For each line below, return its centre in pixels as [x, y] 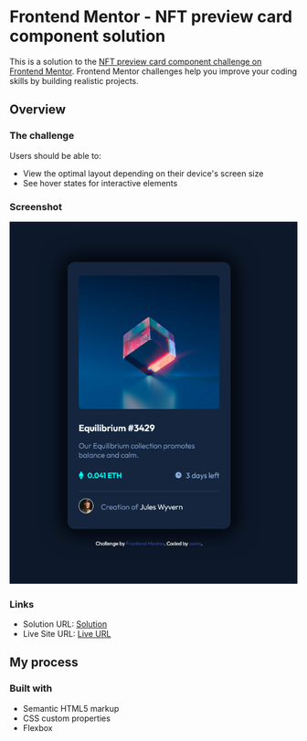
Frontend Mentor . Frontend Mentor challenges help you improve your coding [153, 71]
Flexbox [37, 727]
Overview [38, 110]
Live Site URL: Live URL [67, 634]
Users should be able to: [56, 155]
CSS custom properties [67, 718]
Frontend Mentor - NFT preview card [151, 17]
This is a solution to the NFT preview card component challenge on [136, 61]
